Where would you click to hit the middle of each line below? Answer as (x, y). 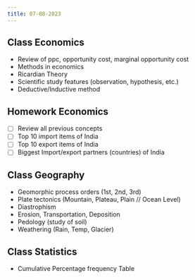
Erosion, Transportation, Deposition (69, 214)
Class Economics (46, 43)
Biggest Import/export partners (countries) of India (91, 152)
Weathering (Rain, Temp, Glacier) (65, 229)
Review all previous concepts (60, 128)
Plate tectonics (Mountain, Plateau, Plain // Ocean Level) (99, 200)
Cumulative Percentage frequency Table (76, 269)
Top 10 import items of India (58, 136)
